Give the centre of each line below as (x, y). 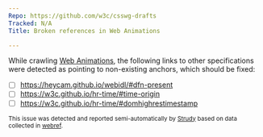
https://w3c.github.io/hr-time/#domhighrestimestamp (109, 103)
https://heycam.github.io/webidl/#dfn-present (96, 85)
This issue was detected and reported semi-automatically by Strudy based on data (123, 118)
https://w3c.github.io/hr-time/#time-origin (90, 94)
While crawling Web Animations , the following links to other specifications (131, 60)
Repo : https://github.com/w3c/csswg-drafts (83, 16)
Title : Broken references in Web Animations (84, 31)
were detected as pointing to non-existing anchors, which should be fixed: (132, 69)
